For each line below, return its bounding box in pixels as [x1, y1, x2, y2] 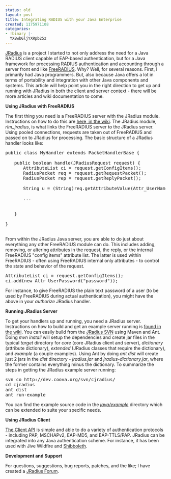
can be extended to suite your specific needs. [5, 407, 102, 413]
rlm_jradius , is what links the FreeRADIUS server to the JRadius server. [5, 123, 154, 130]
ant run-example [5, 392, 46, 397]
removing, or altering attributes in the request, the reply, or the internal [5, 247, 153, 253]
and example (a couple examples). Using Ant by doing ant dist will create [5, 350, 159, 357]
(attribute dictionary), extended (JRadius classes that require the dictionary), [5, 345, 166, 351]
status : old [5, 7, 31, 13]
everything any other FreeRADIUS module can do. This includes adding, [5, 241, 156, 247]
